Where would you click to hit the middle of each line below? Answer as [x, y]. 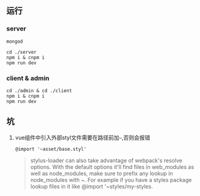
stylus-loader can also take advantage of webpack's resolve [106, 160]
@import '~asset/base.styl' [51, 149]
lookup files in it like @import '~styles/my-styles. [92, 186]
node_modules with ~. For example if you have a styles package [111, 180]
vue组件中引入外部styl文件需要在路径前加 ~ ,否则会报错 [83, 137]
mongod [15, 42]
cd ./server [21, 52]
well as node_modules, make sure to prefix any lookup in [102, 173]
